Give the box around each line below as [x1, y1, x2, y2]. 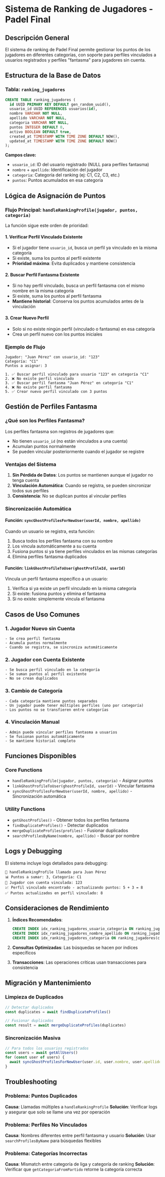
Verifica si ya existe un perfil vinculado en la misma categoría [12, 586, 137, 591]
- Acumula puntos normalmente [5, 640, 67, 645]
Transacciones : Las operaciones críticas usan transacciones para [12, 960, 146, 966]
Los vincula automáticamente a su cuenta [12, 543, 97, 549]
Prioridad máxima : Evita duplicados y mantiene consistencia [12, 260, 136, 267]
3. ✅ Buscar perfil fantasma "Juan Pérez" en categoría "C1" [5, 381, 134, 385]
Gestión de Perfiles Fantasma [5, 403, 97, 411]
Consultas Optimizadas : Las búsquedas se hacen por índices [12, 945, 138, 951]
